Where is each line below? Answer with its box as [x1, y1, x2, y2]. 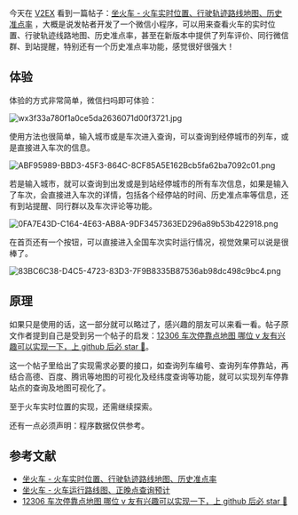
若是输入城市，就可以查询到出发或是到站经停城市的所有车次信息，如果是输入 [9, 178, 289, 189]
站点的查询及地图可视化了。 [9, 382, 111, 393]
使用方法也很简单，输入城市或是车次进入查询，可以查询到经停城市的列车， [9, 131, 281, 141]
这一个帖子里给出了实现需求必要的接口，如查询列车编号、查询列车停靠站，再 [9, 359, 289, 371]
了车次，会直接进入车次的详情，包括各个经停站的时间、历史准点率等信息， [9, 189, 281, 200]
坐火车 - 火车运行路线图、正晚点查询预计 [21, 485, 171, 495]
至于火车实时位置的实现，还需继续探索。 [9, 401, 157, 412]
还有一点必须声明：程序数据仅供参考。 [9, 420, 149, 431]
